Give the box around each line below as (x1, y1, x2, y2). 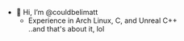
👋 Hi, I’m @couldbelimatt (15, 8, 98, 17)
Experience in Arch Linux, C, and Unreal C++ (27, 16, 178, 25)
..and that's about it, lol (27, 24, 105, 33)
